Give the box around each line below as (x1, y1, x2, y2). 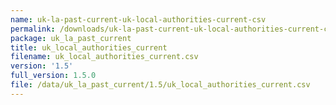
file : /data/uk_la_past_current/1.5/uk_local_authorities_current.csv (10, 80, 311, 90)
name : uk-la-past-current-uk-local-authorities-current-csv (10, 14, 267, 25)
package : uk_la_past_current (10, 33, 132, 43)
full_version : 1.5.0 (10, 71, 97, 81)
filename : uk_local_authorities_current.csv (10, 52, 199, 62)
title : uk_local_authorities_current (10, 42, 168, 53)
